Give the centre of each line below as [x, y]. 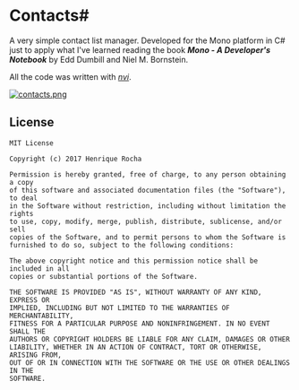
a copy [21, 182]
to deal [24, 198]
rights [21, 213]
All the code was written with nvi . [70, 76]
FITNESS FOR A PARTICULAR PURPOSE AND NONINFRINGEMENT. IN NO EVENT [140, 324]
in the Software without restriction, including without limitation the [148, 206]
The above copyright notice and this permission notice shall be [133, 261]
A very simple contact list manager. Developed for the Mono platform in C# [147, 40]
